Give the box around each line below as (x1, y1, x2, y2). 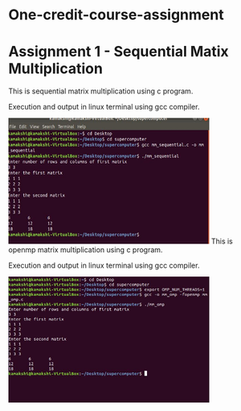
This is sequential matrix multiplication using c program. (8, 86, 194, 96)
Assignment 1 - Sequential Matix (8, 43, 229, 61)
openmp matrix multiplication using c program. (8, 245, 163, 255)
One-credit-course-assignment (8, 6, 224, 24)
